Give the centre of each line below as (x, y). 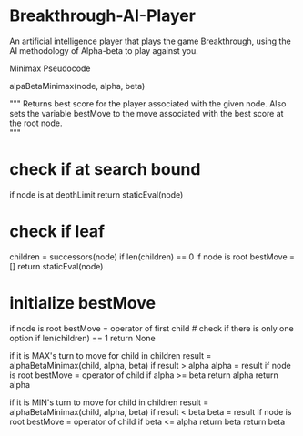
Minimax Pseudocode (50, 68)
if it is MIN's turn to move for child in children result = (109, 402)
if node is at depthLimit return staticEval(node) (96, 194)
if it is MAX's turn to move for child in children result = (111, 355)
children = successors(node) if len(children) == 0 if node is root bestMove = (152, 257)
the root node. (36, 123)
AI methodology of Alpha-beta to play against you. (104, 50)
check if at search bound (105, 170)
